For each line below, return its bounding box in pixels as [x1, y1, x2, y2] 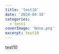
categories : [5, 16, 30, 21]
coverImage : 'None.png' [5, 26, 55, 31]
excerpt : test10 [5, 30, 39, 35]
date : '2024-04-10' [5, 12, 46, 17]
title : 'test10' [5, 7, 39, 12]
